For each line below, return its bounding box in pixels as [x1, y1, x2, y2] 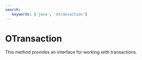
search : [5, 7, 21, 12]
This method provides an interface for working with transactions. [5, 49, 138, 55]
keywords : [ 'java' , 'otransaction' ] [11, 12, 88, 17]
